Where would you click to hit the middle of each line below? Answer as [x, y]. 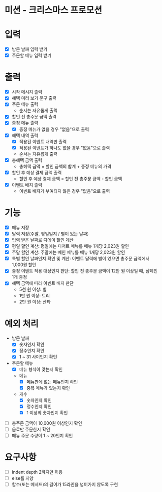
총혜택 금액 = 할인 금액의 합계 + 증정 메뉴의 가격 [65, 166]
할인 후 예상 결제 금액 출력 [37, 172]
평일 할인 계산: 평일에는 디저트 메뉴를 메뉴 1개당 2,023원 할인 [70, 246]
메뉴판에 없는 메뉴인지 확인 [52, 382]
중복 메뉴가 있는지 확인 [48, 388]
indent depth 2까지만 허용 [37, 472]
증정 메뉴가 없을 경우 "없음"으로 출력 [54, 129]
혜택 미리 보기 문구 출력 [34, 98]
